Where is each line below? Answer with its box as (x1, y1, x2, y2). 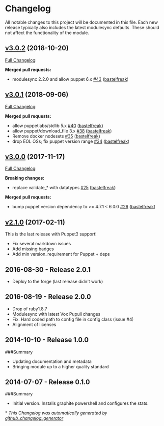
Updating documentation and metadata (12, 358, 92, 364)
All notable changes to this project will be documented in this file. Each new (5, 19, 158, 25)
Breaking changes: (5, 175, 45, 181)
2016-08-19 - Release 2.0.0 (5, 293, 91, 301)
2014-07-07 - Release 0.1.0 (5, 378, 90, 387)
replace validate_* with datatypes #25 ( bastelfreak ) (12, 185, 116, 191)
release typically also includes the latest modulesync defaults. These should (5, 24, 160, 30)
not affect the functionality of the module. (5, 30, 89, 35)
